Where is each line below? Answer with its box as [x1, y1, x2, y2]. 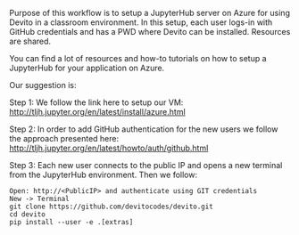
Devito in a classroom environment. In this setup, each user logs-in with [9, 17, 273, 28]
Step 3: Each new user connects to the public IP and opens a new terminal [9, 160, 283, 170]
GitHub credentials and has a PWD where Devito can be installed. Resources [9, 27, 291, 36]
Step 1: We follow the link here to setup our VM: [9, 97, 184, 108]
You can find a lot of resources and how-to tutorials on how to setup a [9, 53, 267, 63]
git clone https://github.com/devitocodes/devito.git [9, 202, 214, 211]
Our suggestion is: [9, 80, 77, 90]
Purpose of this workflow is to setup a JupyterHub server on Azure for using [9, 8, 290, 18]
